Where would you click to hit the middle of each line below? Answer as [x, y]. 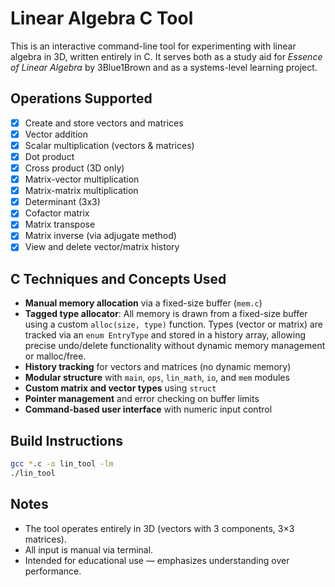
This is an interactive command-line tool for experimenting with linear [153, 46]
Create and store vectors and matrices [104, 123]
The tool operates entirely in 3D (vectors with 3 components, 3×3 [159, 528]
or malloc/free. [55, 356]
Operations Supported [81, 98]
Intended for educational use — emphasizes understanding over [157, 560]
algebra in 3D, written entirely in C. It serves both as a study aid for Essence [166, 56]
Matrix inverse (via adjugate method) [100, 236]
